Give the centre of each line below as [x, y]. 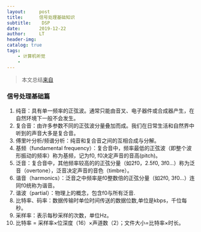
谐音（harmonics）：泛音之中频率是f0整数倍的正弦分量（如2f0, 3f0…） [102, 178]
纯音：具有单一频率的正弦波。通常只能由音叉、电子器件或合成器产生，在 [105, 111]
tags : [13, 51]
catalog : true [25, 45]
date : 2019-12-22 [37, 28]
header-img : [22, 39]
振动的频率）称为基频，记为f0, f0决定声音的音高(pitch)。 [91, 155]
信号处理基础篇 [28, 96]
